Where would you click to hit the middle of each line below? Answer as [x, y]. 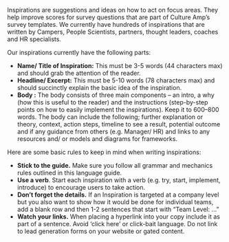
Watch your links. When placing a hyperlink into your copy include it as [118, 217]
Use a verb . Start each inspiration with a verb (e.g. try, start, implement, [119, 180]
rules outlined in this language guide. [69, 173]
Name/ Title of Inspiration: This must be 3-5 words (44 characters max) [120, 66]
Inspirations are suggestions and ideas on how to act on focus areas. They [113, 10]
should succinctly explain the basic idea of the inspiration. [99, 88]
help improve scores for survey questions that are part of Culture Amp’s [109, 17]
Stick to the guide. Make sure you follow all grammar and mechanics [115, 165]
